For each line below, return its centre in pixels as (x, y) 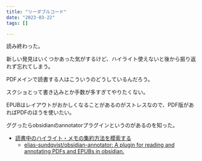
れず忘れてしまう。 (30, 66)
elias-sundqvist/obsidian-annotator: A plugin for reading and (99, 145)
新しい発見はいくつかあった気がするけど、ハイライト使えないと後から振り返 (101, 59)
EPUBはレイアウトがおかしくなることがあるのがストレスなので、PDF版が (97, 105)
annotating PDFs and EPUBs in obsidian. (74, 151)
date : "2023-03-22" (31, 17)
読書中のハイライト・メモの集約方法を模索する (73, 138)
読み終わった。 (25, 46)
